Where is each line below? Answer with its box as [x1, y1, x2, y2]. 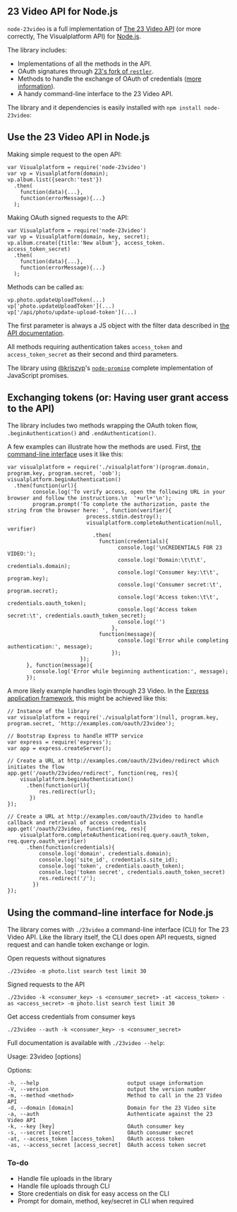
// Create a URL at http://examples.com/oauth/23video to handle [7, 813, 203, 820]
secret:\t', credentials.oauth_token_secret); [7, 612, 147, 620]
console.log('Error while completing [117, 637, 229, 645]
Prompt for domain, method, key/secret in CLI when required [17, 1196, 194, 1205]
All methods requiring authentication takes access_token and [7, 342, 183, 351]
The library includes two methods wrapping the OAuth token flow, [7, 421, 199, 430]
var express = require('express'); [7, 739, 112, 746]
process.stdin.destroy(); [85, 513, 162, 521]
